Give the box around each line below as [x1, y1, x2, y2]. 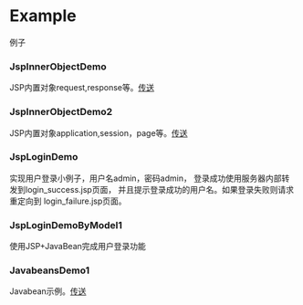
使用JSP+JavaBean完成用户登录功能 [9, 241, 146, 252]
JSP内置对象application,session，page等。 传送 [9, 127, 189, 138]
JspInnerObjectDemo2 [9, 106, 112, 119]
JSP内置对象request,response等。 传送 [9, 82, 155, 93]
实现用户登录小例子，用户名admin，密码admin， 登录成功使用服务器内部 [9, 173, 282, 184]
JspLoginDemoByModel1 [9, 218, 123, 231]
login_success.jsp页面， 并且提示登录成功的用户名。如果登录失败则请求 [25, 184, 295, 195]
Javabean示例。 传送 [9, 286, 87, 297]
